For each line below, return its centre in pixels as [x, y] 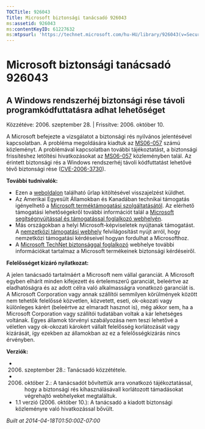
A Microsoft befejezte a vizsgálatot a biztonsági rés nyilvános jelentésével [99, 137]
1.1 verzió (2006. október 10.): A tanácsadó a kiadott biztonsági [94, 402]
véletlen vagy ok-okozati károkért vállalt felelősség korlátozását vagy [93, 327]
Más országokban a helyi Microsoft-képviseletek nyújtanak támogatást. [105, 225]
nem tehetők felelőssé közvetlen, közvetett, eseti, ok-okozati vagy [89, 301]
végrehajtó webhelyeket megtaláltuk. [71, 396]
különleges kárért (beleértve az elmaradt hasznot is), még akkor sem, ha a [100, 307]
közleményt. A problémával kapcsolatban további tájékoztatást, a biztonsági [102, 150]
